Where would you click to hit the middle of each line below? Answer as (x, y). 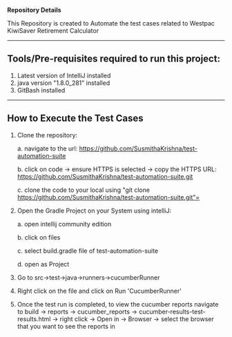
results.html (34, 319)
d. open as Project (43, 264)
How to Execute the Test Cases (75, 118)
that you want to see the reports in (66, 326)
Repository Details (34, 10)
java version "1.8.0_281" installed (64, 83)
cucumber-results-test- (172, 311)
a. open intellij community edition (64, 224)
